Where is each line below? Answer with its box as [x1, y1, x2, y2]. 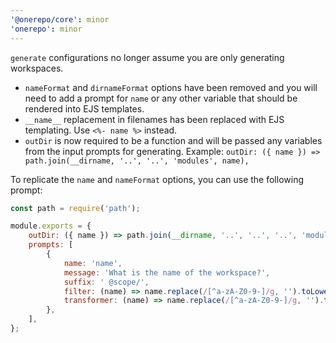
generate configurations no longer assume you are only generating [10, 51, 285, 63]
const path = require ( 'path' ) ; [10, 203, 141, 213]
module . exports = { [10, 221, 92, 231]
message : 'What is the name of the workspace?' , [63, 267, 271, 278]
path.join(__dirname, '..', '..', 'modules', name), [24, 156, 250, 166]
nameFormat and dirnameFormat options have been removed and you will [24, 81, 318, 93]
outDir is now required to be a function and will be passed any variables [24, 134, 323, 146]
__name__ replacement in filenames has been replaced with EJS [24, 113, 285, 125]
